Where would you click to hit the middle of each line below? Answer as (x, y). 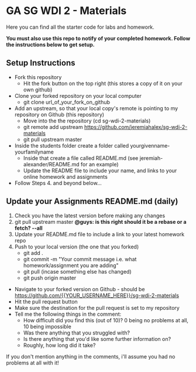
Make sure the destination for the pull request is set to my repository (97, 308)
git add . (33, 252)
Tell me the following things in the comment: (68, 314)
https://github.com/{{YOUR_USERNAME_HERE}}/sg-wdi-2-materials (97, 295)
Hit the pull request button (46, 301)
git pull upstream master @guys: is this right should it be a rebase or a (100, 221)
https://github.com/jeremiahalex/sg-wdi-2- (136, 127)
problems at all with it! (33, 363)
